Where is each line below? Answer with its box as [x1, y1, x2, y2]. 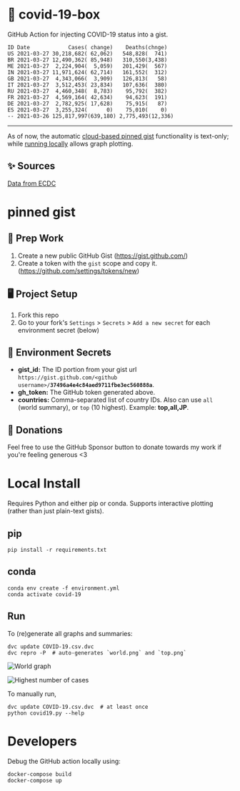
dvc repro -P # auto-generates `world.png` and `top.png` [7, 649, 187, 656]
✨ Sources [7, 160, 56, 172]
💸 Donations [7, 424, 63, 436]
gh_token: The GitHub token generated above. [17, 388, 156, 397]
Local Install [7, 475, 81, 492]
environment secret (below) [17, 326, 100, 334]
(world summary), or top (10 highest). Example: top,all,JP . [17, 403, 189, 412]
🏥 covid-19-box [7, 6, 101, 23]
